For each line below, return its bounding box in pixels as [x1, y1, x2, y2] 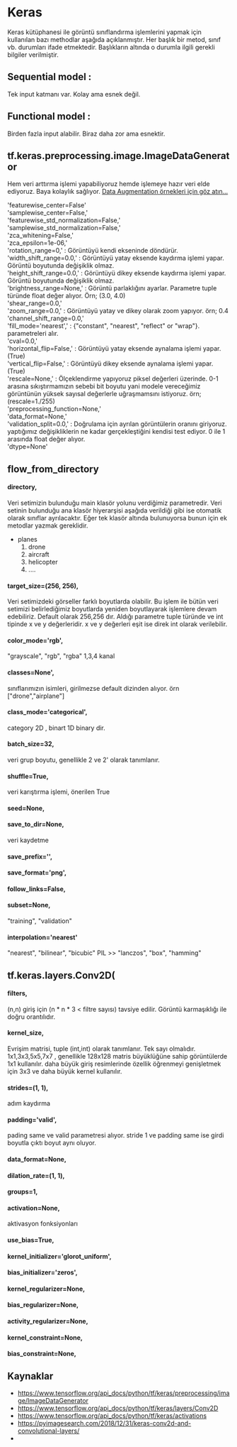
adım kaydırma [7, 1099, 51, 1108]
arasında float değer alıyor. [7, 435, 86, 444]
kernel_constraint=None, [7, 1333, 83, 1342]
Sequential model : [7, 71, 92, 83]
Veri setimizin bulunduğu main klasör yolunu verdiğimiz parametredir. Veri [7, 498, 222, 507]
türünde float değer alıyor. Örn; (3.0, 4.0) [7, 292, 126, 300]
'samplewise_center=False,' [7, 209, 88, 217]
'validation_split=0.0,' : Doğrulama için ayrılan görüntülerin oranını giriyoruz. [7, 420, 228, 428]
